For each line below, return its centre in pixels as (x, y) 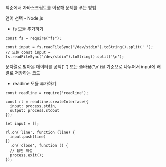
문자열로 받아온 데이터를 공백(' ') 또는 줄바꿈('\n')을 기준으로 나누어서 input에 (80, 66)
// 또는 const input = (28, 52)
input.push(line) (28, 137)
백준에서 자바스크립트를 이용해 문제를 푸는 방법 (51, 7)
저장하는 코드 (27, 73)
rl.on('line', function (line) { (40, 132)
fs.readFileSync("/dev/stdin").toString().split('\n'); (65, 57)
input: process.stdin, (33, 106)
